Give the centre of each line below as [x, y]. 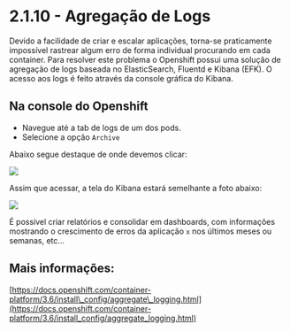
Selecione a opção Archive [71, 137]
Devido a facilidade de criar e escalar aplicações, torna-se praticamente [141, 41]
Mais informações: [62, 269]
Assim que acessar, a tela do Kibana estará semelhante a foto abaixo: [136, 188]
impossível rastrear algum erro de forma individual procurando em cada [140, 50]
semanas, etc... [37, 240]
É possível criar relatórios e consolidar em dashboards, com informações [142, 221]
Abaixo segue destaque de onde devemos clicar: [98, 154]
